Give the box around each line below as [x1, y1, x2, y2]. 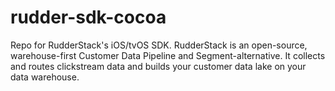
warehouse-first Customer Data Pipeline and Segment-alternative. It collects [10, 49, 326, 61]
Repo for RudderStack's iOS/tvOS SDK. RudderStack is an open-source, [10, 39, 308, 51]
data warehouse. [10, 71, 80, 83]
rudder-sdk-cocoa [10, 6, 167, 29]
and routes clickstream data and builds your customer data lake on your [10, 60, 307, 72]
